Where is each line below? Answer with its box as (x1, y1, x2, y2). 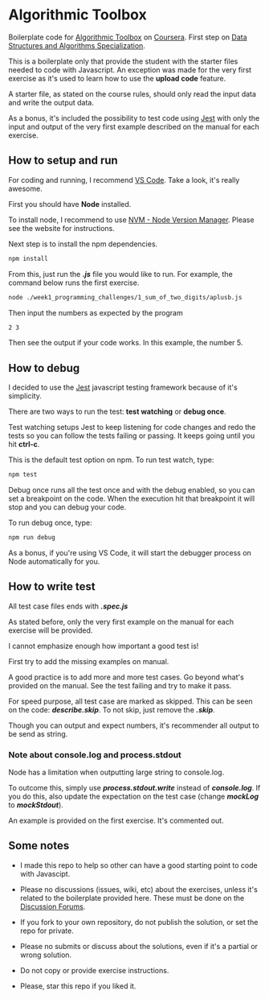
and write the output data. (8, 97, 94, 107)
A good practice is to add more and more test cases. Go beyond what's (8, 672, 245, 682)
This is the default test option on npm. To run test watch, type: (8, 455, 214, 464)
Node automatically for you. (8, 556, 100, 566)
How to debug (8, 361, 80, 375)
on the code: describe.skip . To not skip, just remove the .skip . (8, 704, 215, 714)
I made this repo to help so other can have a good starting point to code (19, 860, 259, 870)
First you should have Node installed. (8, 199, 132, 208)
